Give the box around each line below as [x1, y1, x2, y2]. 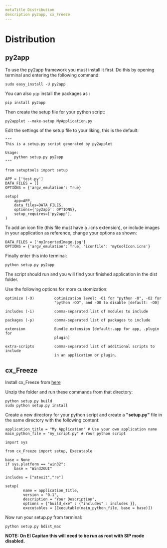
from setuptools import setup [5, 167, 68, 172]
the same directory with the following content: [5, 417, 100, 423]
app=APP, [14, 198, 32, 203]
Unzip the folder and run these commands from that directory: [5, 389, 133, 395]
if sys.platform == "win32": [5, 462, 66, 467]
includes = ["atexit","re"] [5, 475, 64, 480]
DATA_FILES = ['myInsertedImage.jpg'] [5, 239, 86, 244]
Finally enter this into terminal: [5, 252, 67, 258]
